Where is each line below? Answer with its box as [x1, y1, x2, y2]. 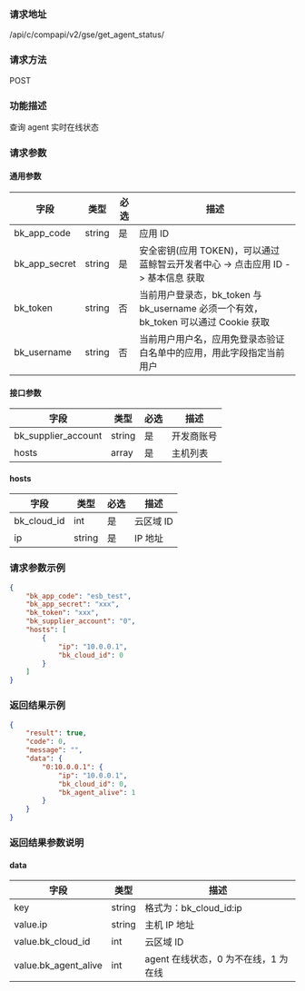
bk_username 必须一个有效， [139, 302, 263, 315]
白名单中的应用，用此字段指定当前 [139, 347, 285, 360]
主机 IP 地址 [144, 919, 195, 932]
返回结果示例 [9, 699, 66, 712]
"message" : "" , [25, 746, 84, 755]
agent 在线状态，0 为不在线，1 [144, 953, 277, 966]
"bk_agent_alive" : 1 [57, 788, 136, 797]
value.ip [14, 918, 48, 931]
